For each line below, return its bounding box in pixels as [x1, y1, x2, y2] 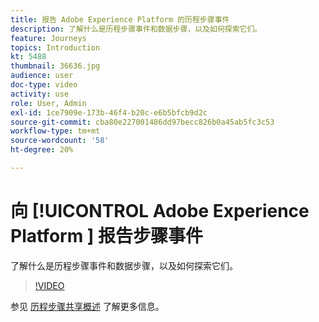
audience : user [10, 71, 74, 81]
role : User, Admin [10, 98, 87, 108]
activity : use [10, 89, 70, 99]
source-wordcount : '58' [10, 136, 110, 146]
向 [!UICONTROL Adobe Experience [10, 200, 310, 223]
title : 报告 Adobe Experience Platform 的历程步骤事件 [10, 14, 230, 25]
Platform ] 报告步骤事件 [10, 225, 204, 248]
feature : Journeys [10, 33, 87, 43]
